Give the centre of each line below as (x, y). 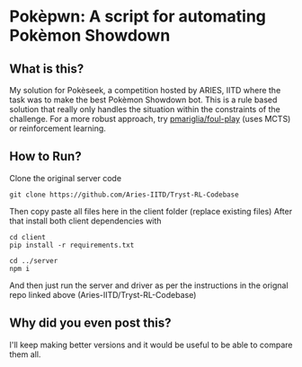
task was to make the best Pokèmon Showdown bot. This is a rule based (143, 100)
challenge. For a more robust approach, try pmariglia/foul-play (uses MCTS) (150, 119)
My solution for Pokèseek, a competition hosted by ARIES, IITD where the (145, 90)
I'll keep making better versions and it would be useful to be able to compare (151, 345)
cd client (28, 237)
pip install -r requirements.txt (72, 245)
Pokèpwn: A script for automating (138, 17)
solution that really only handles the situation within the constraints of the (145, 109)
